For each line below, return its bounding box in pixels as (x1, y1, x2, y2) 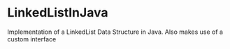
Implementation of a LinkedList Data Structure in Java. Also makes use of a (7, 28, 224, 36)
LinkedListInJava (7, 5, 108, 21)
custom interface (7, 35, 57, 43)
